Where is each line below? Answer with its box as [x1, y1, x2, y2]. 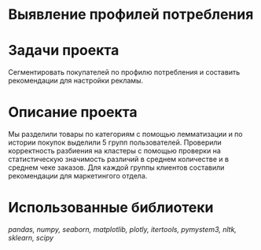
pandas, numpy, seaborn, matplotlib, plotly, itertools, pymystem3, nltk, [8, 225, 237, 233]
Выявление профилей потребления [8, 6, 254, 24]
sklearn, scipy [8, 233, 53, 242]
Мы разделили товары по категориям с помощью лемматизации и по [8, 130, 243, 139]
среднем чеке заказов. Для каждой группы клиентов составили [8, 163, 225, 172]
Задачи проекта [8, 42, 119, 60]
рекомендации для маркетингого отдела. [8, 171, 148, 181]
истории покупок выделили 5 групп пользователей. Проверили [8, 138, 222, 147]
